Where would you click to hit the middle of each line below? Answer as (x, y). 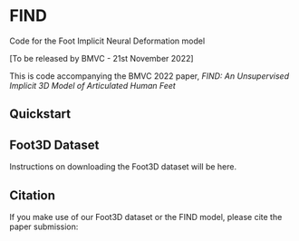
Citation (33, 195)
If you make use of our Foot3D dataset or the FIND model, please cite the (146, 217)
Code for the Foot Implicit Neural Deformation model (107, 41)
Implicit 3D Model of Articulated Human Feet (93, 85)
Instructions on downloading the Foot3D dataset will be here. (123, 167)
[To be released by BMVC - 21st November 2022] (101, 58)
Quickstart (40, 114)
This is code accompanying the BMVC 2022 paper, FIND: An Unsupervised (149, 76)
